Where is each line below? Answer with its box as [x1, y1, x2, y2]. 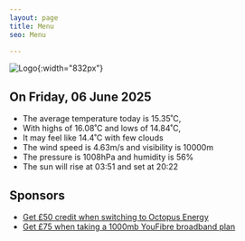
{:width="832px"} [37, 63, 104, 73]
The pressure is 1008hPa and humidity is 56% [22, 151, 194, 163]
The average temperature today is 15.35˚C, [22, 113, 182, 124]
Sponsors [9, 188, 65, 203]
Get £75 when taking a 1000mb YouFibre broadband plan [22, 221, 236, 232]
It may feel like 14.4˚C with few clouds [22, 132, 165, 143]
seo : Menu [9, 30, 47, 39]
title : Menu [9, 22, 54, 31]
